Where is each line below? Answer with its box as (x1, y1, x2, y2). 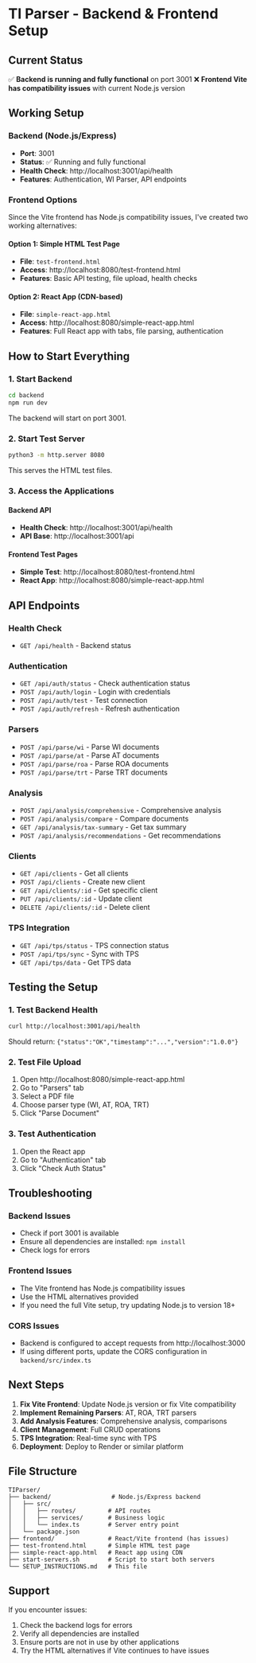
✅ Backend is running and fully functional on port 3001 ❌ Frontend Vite (8, 75, 248, 84)
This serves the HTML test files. (8, 466, 113, 474)
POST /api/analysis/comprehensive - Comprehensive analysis (19, 805, 222, 814)
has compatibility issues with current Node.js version (8, 84, 185, 92)
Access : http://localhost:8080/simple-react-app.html (19, 318, 195, 327)
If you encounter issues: (8, 1605, 87, 1614)
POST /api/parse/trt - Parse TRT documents (19, 767, 169, 777)
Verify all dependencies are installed (19, 1629, 139, 1638)
